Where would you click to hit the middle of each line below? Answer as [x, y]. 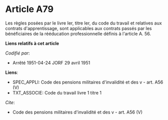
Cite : [10, 102]
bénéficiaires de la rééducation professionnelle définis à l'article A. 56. [78, 33]
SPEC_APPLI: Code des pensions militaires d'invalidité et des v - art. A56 [88, 82]
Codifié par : [18, 53]
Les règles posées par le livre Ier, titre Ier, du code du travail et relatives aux [83, 23]
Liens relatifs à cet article [32, 43]
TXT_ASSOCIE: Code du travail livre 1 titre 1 [57, 92]
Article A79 [29, 9]
